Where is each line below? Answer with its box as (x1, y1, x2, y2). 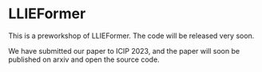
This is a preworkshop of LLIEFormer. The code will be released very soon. (8, 31, 255, 40)
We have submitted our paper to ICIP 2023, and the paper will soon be (8, 46, 240, 55)
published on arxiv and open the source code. (8, 55, 160, 64)
